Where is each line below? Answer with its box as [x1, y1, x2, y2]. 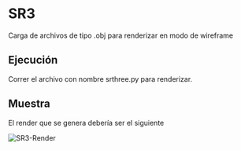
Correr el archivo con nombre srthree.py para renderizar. [8, 74, 193, 83]
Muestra [8, 97, 51, 111]
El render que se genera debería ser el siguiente [8, 118, 165, 127]
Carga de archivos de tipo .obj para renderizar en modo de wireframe [8, 31, 234, 40]
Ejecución [8, 53, 58, 67]
